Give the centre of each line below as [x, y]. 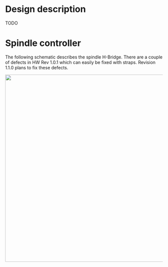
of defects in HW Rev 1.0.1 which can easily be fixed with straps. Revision [80, 62]
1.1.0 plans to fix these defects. [37, 67]
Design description [45, 9]
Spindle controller [43, 43]
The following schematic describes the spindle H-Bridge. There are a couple [84, 57]
